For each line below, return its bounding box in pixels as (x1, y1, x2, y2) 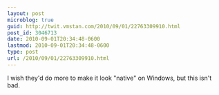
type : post (7, 49, 39, 56)
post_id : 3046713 (7, 29, 57, 36)
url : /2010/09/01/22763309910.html (7, 55, 110, 62)
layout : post (7, 10, 45, 17)
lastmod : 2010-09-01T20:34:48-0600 (7, 42, 110, 49)
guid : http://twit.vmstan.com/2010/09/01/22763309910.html (7, 23, 181, 30)
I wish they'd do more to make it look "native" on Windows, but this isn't (7, 74, 212, 82)
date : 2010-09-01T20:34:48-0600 (7, 36, 100, 43)
